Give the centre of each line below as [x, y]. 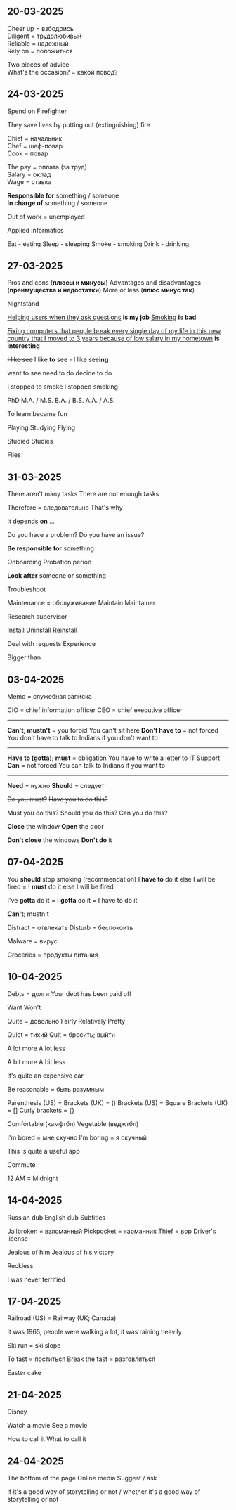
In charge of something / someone [58, 202]
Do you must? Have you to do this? [58, 799]
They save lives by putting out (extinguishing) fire [79, 124]
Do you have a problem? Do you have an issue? [76, 535]
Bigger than [24, 657]
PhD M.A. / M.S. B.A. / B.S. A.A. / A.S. [61, 401]
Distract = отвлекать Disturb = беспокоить [70, 927]
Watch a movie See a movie [47, 1426]
